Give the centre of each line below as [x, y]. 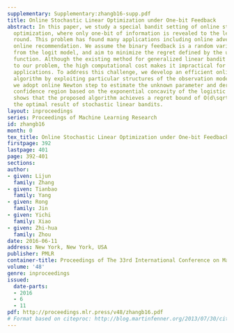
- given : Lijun [29, 176]
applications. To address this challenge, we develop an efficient [114, 72]
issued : [18, 280]
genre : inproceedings [39, 273]
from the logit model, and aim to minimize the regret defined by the [118, 53]
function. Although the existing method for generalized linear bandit [120, 59]
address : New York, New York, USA [57, 247]
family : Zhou [32, 235]
